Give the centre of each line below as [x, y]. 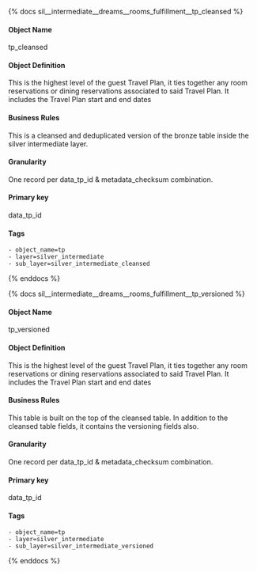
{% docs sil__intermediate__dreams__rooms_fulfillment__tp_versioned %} [127, 294]
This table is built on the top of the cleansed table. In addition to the [118, 418]
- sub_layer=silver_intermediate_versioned [81, 546]
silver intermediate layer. [48, 144]
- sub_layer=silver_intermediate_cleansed [79, 264]
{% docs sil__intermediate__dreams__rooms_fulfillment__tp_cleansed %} [126, 11]
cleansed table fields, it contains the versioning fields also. [104, 426]
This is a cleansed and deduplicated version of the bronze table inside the [128, 135]
